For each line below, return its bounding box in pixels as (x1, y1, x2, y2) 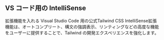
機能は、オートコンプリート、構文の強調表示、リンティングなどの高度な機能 (5, 24, 159, 29)
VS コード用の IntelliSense (5, 4, 87, 13)
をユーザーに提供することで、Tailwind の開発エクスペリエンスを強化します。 (5, 30, 159, 36)
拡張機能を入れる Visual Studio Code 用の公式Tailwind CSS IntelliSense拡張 (5, 18, 157, 24)
